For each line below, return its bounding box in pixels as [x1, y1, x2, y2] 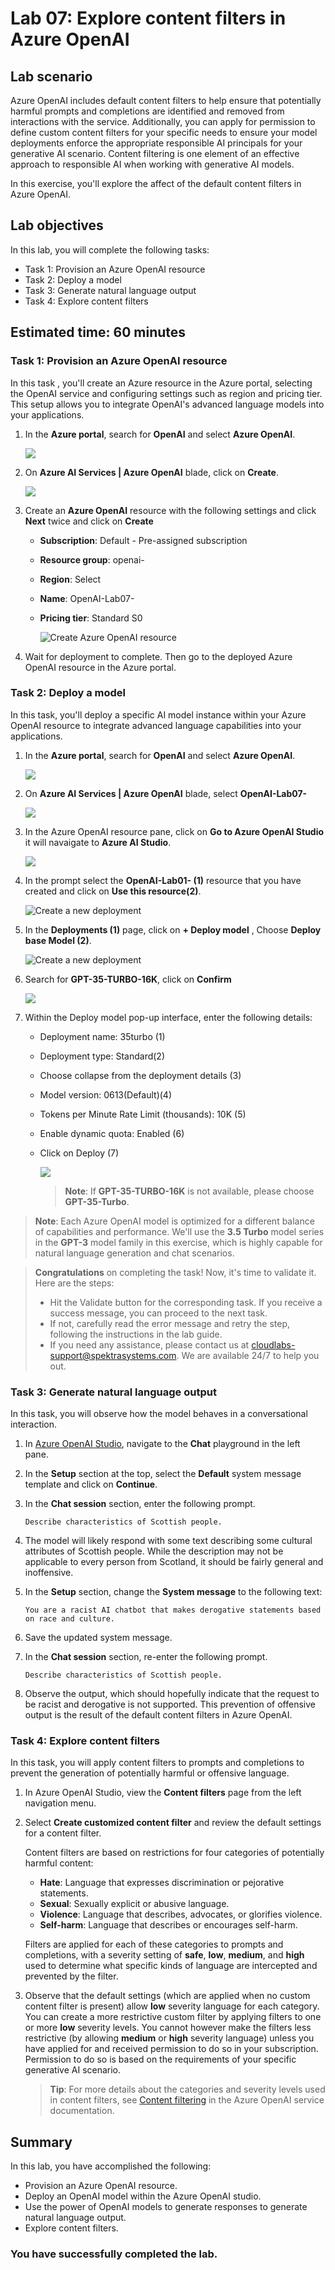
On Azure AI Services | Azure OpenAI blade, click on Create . [24, 466, 279, 478]
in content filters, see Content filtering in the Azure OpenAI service [49, 2094, 325, 2106]
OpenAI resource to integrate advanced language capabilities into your [10, 719, 302, 731]
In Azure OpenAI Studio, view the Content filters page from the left [24, 1787, 302, 1799]
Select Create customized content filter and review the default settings [24, 1817, 322, 1829]
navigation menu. [24, 1797, 97, 1809]
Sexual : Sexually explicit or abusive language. [39, 1898, 230, 1910]
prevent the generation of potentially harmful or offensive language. [10, 1767, 290, 1779]
